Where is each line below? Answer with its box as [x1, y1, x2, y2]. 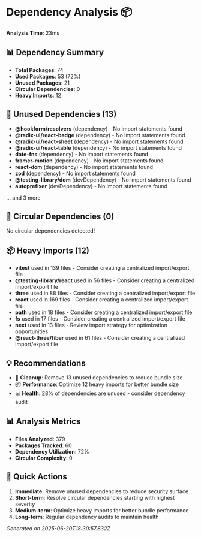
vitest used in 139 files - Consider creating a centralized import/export [14, 264, 190, 271]
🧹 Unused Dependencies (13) [6, 109, 117, 119]
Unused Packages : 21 [14, 79, 70, 86]
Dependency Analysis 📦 [6, 5, 133, 19]
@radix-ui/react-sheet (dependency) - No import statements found [14, 138, 184, 145]
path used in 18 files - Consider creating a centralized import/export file [14, 309, 193, 316]
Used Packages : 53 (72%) [14, 73, 81, 80]
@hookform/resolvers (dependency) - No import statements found [14, 125, 183, 132]
